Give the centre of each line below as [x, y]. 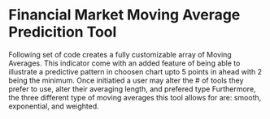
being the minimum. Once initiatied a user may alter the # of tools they [126, 80]
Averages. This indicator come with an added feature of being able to [124, 63]
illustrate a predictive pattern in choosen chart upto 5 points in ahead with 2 [135, 71]
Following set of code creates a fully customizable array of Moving [120, 54]
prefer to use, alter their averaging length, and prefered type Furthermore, [132, 89]
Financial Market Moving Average [124, 15]
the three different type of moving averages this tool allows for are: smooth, [135, 97]
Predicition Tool [63, 32]
